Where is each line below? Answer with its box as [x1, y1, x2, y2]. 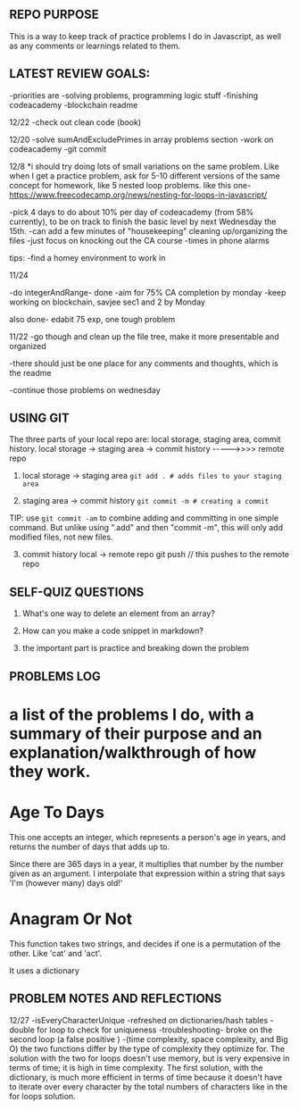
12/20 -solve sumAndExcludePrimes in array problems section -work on [9, 134, 274, 145]
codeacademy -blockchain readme [9, 99, 138, 110]
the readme [9, 367, 52, 378]
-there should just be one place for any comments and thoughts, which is [9, 357, 278, 369]
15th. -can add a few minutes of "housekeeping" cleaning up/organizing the [9, 225, 288, 236]
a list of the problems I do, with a [9, 705, 254, 724]
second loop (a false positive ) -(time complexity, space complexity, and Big [9, 1033, 288, 1044]
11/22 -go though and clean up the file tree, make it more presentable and [9, 330, 279, 342]
